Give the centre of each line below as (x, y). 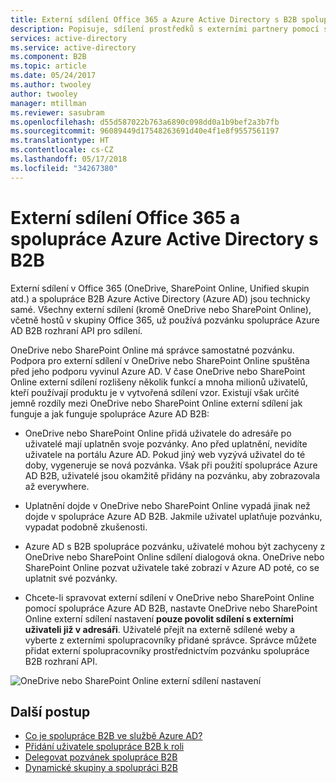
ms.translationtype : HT (60, 141)
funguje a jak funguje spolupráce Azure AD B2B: (110, 413)
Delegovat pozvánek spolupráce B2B (101, 757)
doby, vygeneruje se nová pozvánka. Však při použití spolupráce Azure (171, 465)
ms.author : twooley (51, 85)
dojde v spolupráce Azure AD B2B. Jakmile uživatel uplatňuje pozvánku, (173, 516)
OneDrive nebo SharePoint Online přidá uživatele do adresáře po (158, 433)
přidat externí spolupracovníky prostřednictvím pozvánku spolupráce (167, 650)
